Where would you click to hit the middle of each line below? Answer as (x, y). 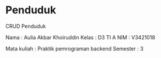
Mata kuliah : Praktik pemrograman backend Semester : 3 (74, 48)
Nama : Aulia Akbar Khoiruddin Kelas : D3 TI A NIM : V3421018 (80, 37)
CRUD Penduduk (26, 26)
